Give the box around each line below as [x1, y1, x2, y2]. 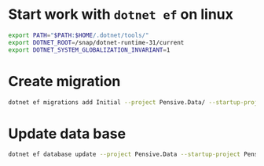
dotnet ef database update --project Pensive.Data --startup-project [8, 150, 241, 158]
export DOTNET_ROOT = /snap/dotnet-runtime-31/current [8, 38, 185, 46]
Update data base [8, 125, 126, 143]
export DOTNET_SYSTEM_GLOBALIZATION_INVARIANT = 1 [8, 45, 170, 54]
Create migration [8, 72, 121, 90]
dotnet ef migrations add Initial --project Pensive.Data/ [8, 98, 206, 106]
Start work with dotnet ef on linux [8, 5, 234, 23]
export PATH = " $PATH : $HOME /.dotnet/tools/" [8, 31, 149, 39]
